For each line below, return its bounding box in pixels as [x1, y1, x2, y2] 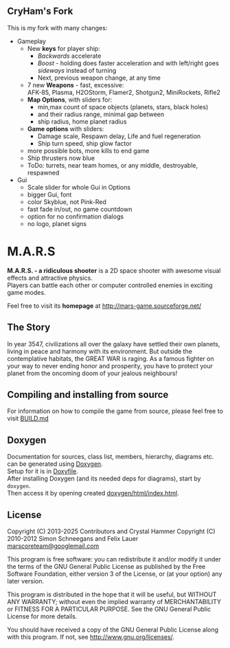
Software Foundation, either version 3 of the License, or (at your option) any [7, 570, 222, 578]
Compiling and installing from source [7, 388, 169, 401]
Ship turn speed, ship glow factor [37, 139, 132, 147]
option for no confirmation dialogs [27, 212, 124, 221]
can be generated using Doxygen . [7, 460, 103, 468]
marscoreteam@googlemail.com [7, 542, 100, 550]
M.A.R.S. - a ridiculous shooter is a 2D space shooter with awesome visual [7, 266, 221, 274]
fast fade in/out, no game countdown [27, 205, 133, 213]
